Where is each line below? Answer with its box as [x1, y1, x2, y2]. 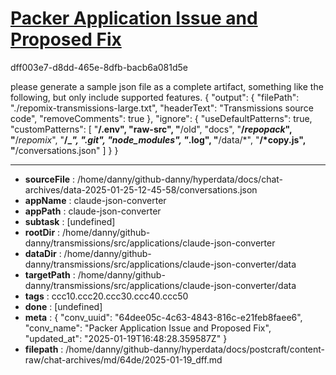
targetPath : [24, 268, 76, 281]
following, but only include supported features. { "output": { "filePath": [10, 91, 300, 103]
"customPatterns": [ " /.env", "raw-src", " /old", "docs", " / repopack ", [10, 123, 293, 135]
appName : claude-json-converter [24, 194, 167, 206]
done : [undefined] [24, 300, 103, 312]
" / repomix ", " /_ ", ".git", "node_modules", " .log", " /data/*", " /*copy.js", [10, 133, 306, 146]
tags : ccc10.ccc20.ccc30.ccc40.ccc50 [24, 290, 189, 302]
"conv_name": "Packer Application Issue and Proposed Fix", [24, 322, 272, 334]
